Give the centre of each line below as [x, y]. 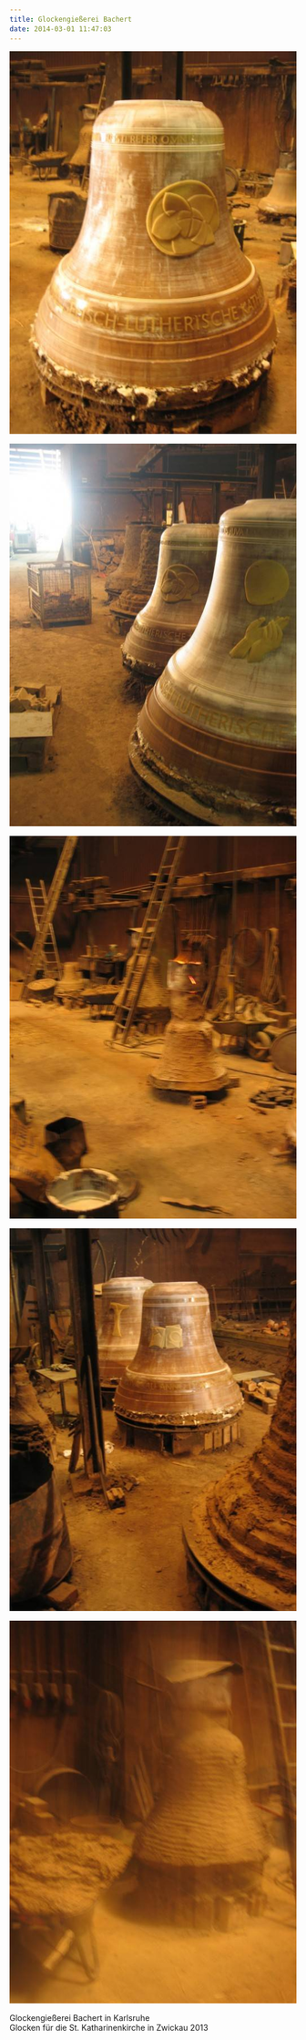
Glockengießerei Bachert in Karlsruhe [80, 2017]
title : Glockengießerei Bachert [71, 19]
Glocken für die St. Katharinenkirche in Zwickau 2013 [109, 2027]
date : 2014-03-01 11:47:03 [61, 29]
